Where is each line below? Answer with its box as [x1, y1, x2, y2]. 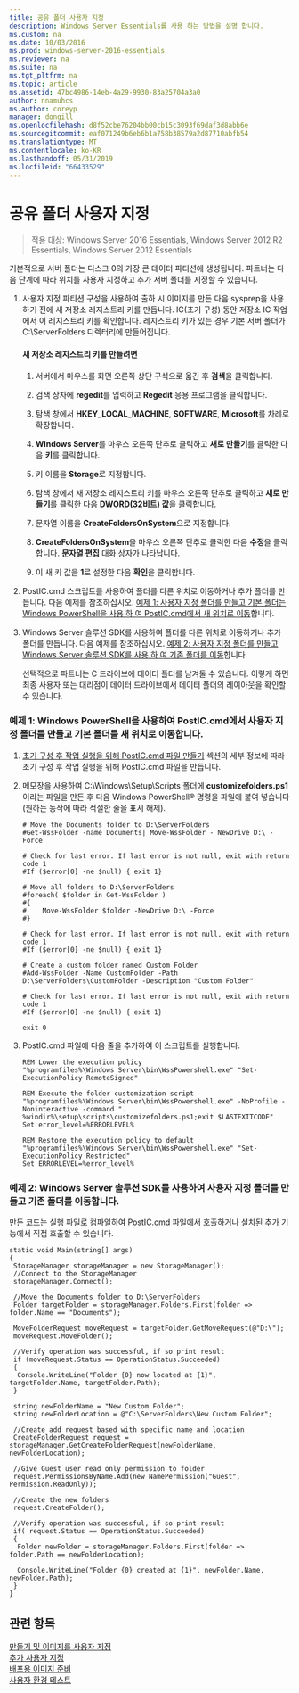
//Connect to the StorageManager [12, 1269, 138, 1278]
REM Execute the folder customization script [21, 1089, 194, 1098]
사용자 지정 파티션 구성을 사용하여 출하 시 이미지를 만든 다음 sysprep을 [21, 293, 268, 304]
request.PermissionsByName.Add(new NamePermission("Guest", [12, 1473, 241, 1482]
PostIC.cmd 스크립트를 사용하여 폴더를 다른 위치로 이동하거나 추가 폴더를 [21, 585, 277, 596]
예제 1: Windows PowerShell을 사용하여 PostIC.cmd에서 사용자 [9, 714, 273, 727]
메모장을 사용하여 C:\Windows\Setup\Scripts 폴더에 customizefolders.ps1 [21, 780, 289, 790]
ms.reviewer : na [9, 54, 69, 63]
